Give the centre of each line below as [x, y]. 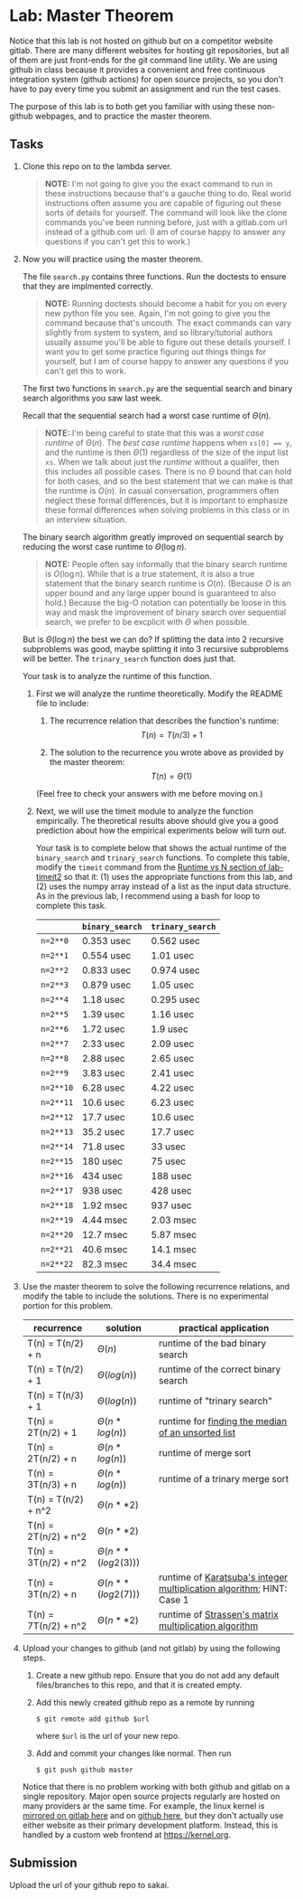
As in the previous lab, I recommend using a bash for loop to [148, 895]
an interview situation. [86, 519]
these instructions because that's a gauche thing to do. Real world [168, 193]
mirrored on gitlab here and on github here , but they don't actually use [153, 1815]
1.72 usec [103, 1029]
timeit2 [49, 876]
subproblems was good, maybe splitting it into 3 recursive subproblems [156, 648]
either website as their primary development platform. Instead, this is [150, 1825]
